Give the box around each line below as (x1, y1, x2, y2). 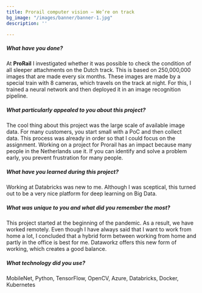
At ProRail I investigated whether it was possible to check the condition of (6, 60, 192, 67)
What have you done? (6, 44, 63, 52)
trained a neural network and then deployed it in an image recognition (6, 86, 181, 93)
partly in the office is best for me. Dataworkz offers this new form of (6, 239, 177, 246)
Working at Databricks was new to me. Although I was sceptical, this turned (6, 184, 196, 191)
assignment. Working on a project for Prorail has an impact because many (6, 141, 192, 148)
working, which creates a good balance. (6, 245, 107, 253)
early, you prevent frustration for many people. (6, 154, 124, 162)
